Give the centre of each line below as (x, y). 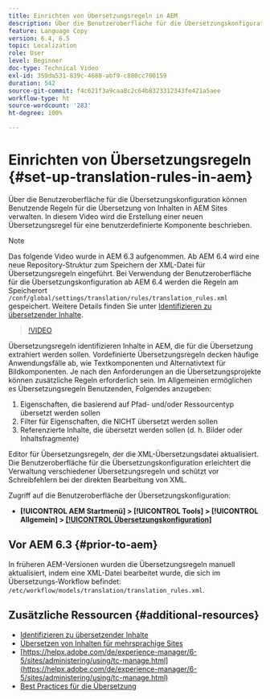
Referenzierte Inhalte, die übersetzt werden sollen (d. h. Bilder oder (131, 430)
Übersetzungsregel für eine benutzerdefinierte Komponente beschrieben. (130, 225)
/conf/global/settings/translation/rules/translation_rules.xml (118, 298)
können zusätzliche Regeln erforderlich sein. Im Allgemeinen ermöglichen (130, 380)
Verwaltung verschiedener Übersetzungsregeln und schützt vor (114, 471)
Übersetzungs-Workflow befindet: (65, 581)
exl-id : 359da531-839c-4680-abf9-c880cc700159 (88, 76)
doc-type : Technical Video (53, 68)
